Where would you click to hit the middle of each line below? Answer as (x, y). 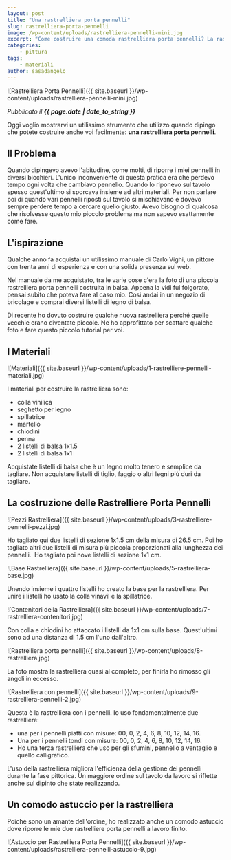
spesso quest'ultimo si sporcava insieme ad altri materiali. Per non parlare (112, 192)
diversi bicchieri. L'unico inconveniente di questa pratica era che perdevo (111, 178)
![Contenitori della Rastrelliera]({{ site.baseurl (71, 609)
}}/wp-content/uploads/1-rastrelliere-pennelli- (146, 368)
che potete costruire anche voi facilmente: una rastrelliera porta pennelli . (112, 132)
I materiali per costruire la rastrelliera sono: (68, 389)
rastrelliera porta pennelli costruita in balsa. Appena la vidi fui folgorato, (108, 288)
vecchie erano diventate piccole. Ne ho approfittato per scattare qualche (110, 323)
